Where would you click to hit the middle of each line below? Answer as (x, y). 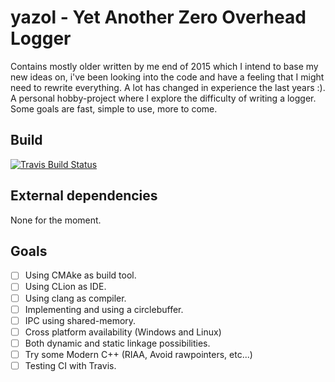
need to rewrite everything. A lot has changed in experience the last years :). (168, 87)
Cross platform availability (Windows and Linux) (123, 332)
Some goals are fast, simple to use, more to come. (114, 108)
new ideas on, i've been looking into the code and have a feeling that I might (167, 77)
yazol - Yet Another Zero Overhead (158, 17)
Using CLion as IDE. (65, 287)
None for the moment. (56, 220)
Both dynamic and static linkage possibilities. (117, 343)
